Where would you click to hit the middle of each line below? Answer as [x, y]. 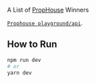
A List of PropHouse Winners [48, 10]
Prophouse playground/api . [45, 23]
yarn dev [20, 73]
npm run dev [24, 60]
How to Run [32, 45]
